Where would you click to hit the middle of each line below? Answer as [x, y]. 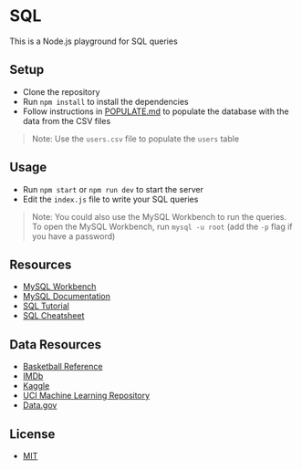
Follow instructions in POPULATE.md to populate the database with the [156, 111]
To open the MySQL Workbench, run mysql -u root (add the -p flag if [162, 226]
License [32, 434]
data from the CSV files [67, 120]
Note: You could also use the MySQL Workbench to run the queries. [159, 216]
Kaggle [36, 386]
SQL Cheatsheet [53, 316]
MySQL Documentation [67, 297]
